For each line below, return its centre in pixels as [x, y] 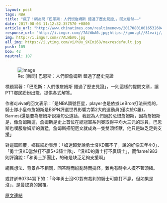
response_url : [20, 33]
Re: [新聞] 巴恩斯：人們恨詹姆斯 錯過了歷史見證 [66, 76]
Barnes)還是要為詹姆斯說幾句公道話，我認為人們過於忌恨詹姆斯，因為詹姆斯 [83, 116]
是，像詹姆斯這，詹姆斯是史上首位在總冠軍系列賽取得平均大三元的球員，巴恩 [83, 122]
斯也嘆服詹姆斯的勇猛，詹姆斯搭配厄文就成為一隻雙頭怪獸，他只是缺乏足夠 [81, 128]
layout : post [19, 10]
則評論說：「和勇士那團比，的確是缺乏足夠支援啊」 [56, 158]
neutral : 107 [19, 56]
